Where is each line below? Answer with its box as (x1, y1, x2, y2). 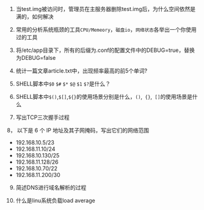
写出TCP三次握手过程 (15, 114, 70, 121)
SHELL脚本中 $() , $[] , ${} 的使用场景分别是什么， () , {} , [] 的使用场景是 (15, 93, 193, 100)
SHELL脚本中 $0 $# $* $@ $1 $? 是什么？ (15, 80, 111, 87)
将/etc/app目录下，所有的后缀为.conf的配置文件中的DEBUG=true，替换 (15, 46, 195, 54)
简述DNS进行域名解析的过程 (15, 184, 87, 191)
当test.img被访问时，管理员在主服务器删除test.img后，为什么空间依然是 (15, 5, 196, 12)
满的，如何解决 (15, 13, 54, 20)
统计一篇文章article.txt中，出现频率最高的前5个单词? (15, 67, 148, 74)
